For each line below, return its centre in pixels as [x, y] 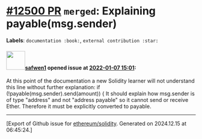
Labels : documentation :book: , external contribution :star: [82, 40]
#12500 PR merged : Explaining [81, 11]
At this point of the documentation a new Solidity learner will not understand [101, 81]
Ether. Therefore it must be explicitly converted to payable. [79, 107]
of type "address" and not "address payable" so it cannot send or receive [97, 100]
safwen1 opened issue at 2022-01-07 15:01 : [81, 68]
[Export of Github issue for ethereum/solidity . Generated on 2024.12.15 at [96, 123]
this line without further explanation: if [53, 87]
